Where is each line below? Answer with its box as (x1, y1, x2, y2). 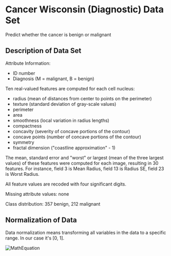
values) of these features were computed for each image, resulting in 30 (5, 160, 159, 166)
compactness (12, 122, 42, 129)
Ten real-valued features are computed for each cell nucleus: (5, 85, 135, 92)
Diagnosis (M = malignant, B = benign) (12, 76, 94, 82)
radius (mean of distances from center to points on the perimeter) (12, 95, 153, 101)
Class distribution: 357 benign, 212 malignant (5, 200, 101, 207)
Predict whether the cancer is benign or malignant (5, 31, 111, 38)
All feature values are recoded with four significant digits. (5, 181, 127, 187)
